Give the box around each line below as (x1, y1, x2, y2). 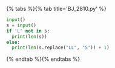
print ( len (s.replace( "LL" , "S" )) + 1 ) (11, 45, 110, 51)
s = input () (6, 22, 36, 28)
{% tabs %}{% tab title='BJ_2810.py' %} (6, 5, 107, 12)
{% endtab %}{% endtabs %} (6, 55, 80, 63)
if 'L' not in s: (6, 28, 50, 34)
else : (6, 39, 20, 45)
